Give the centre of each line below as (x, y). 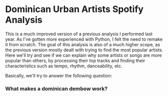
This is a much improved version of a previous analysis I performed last (79, 34)
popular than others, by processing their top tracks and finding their (75, 60)
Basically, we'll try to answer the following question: (59, 75)
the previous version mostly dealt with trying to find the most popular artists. (84, 50)
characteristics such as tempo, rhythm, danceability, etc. (64, 66)
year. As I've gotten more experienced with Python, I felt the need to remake (84, 39)
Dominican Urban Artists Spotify (74, 9)
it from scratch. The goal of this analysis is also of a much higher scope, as (83, 44)
